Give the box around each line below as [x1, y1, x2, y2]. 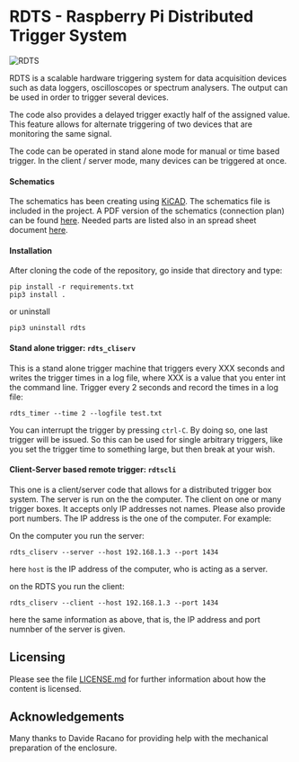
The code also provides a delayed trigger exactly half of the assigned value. [9, 109, 290, 120]
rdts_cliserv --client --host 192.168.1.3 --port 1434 [9, 598, 219, 607]
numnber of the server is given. [9, 623, 126, 634]
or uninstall [9, 306, 51, 317]
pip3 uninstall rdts [9, 324, 87, 333]
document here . [9, 225, 69, 236]
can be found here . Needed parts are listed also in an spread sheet [9, 215, 257, 226]
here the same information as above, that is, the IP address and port [9, 614, 260, 624]
